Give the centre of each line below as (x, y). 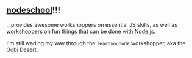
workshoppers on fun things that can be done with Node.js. (81, 31)
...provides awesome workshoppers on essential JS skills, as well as (92, 24)
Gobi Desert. (22, 49)
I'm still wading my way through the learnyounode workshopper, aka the (96, 43)
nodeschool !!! (34, 10)
